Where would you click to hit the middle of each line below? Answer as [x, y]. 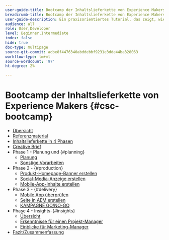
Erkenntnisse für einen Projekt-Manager [61, 221]
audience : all [20, 24]
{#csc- [104, 106]
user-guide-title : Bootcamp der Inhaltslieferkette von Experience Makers [85, 10]
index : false [19, 38]
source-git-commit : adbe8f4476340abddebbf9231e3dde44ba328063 [72, 52]
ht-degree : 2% [20, 66]
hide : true [17, 43]
